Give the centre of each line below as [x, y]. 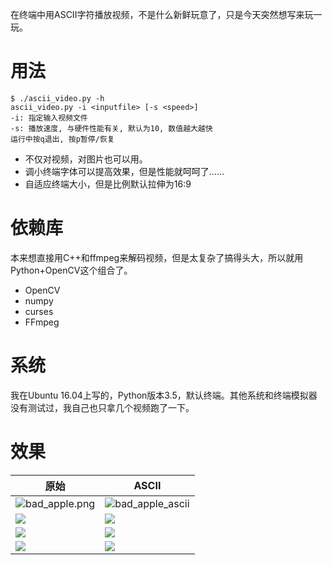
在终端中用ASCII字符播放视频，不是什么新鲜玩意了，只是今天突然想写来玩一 [166, 14]
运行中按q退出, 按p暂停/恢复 [62, 139]
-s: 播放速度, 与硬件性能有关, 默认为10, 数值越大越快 [111, 128]
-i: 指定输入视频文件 [49, 118]
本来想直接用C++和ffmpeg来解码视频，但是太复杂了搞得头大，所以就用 [157, 257]
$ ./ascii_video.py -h [57, 98]
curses [39, 311]
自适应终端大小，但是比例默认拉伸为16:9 [108, 184]
